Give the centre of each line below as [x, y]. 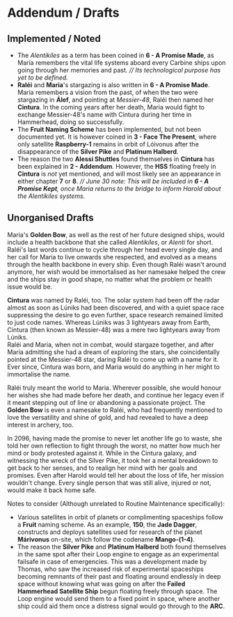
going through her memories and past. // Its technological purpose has [119, 70]
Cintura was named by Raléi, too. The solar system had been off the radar [113, 300]
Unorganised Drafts [50, 218]
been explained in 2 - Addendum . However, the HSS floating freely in [116, 166]
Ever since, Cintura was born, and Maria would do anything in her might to [114, 367]
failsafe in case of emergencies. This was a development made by [112, 561]
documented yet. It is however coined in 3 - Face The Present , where [117, 137]
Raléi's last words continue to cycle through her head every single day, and [115, 250]
